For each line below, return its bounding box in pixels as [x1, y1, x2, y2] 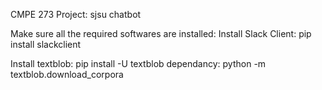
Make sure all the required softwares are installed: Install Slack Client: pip [10, 28, 312, 39]
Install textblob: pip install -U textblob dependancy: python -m [10, 58, 267, 69]
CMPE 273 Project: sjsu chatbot [10, 9, 142, 20]
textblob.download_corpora [10, 69, 124, 80]
